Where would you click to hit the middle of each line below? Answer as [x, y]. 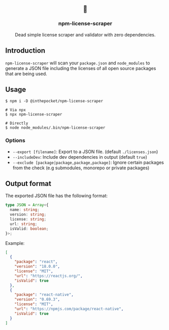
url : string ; [24, 224]
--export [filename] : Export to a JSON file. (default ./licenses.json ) [85, 152]
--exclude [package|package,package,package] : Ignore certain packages [88, 162]
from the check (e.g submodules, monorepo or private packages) [81, 168]
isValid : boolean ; [29, 229]
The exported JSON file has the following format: [57, 196]
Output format [28, 184]
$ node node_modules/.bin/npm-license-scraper [55, 128]
